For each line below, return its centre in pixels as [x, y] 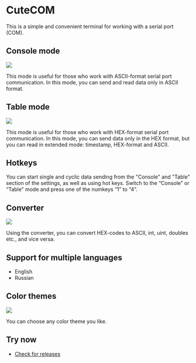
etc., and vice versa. [30, 239]
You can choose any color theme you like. [56, 321]
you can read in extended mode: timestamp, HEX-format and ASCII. [87, 145]
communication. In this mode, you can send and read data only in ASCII [92, 82]
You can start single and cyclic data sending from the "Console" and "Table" [98, 177]
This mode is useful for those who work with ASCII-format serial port [89, 76]
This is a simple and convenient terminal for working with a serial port [90, 26]
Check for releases [37, 354]
